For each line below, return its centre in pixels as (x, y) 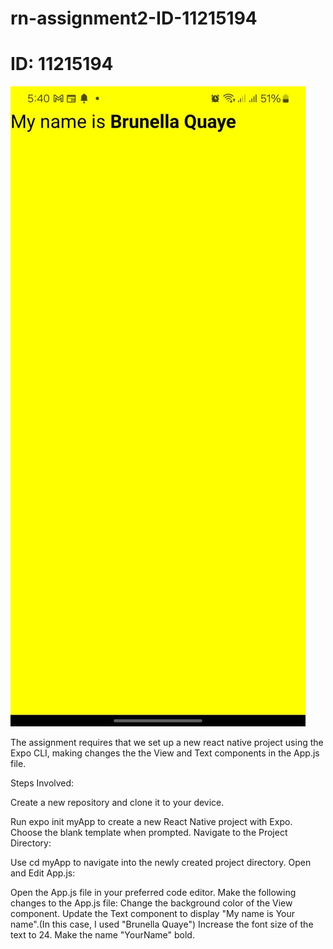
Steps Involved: (42, 783)
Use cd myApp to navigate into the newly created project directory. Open (161, 863)
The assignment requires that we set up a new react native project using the (167, 743)
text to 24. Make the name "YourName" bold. (102, 935)
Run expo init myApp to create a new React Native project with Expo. (151, 822)
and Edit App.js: (43, 873)
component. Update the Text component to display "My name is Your (153, 914)
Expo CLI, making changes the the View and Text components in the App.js (165, 753)
